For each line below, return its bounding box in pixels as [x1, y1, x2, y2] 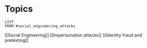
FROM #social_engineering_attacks [4, 23, 76, 29]
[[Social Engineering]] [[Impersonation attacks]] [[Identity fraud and [4, 32, 143, 38]
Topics [4, 3, 33, 15]
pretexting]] [4, 37, 29, 43]
